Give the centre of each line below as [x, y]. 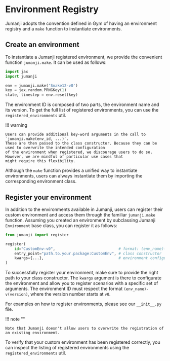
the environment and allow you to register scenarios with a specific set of [82, 283]
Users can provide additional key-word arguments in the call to [75, 135]
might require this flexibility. [40, 161]
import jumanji [21, 76]
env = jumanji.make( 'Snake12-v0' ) [42, 85]
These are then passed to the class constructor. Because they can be [81, 143]
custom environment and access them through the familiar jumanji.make [80, 214]
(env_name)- [136, 289]
